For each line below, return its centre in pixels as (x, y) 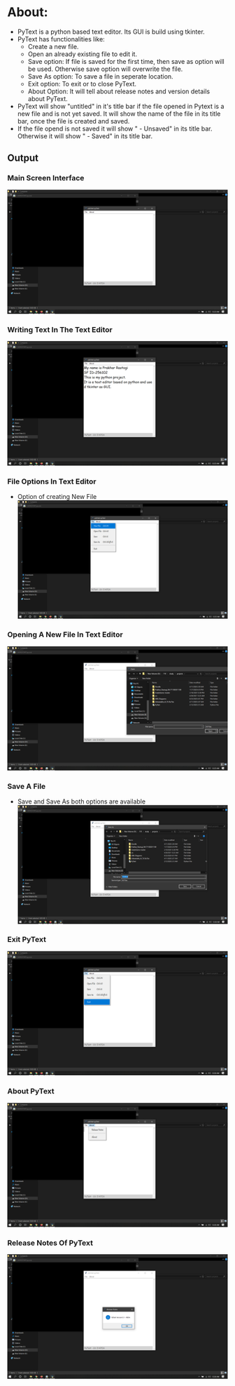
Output (23, 158)
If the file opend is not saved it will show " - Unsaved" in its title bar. (115, 128)
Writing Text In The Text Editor (60, 330)
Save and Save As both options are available (81, 801)
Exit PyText (27, 940)
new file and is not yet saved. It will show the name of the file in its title (119, 114)
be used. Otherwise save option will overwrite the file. (105, 69)
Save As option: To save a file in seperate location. (100, 76)
